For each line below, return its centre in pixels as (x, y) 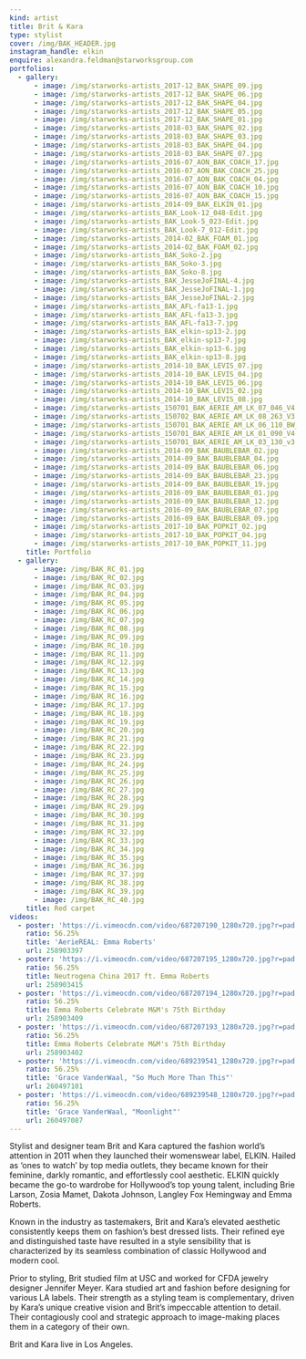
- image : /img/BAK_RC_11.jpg (89, 654)
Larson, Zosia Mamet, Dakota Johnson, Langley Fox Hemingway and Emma (151, 1195)
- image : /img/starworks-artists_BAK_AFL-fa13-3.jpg (136, 315)
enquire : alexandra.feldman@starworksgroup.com (102, 60)
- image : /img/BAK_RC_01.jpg (89, 569)
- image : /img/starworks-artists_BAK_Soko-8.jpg (127, 273)
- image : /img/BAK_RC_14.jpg (89, 679)
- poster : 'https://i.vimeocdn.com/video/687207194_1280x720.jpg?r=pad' (158, 993)
